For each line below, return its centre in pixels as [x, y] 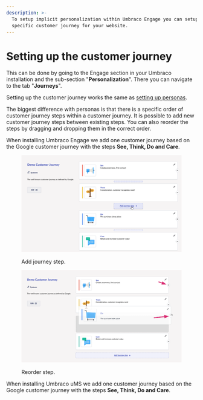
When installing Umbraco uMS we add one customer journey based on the [99, 384]
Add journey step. [43, 261]
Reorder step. [38, 372]
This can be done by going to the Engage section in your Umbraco [89, 73]
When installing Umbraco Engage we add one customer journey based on [98, 140]
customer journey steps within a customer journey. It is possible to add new [100, 116]
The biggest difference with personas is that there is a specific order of [95, 110]
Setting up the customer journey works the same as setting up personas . [97, 97]
